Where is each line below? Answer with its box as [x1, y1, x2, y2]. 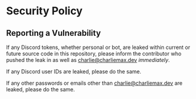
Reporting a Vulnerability [6, 28, 101, 38]
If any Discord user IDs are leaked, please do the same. [6, 68, 141, 75]
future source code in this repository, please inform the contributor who [6, 50, 182, 57]
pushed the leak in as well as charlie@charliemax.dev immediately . [6, 57, 170, 63]
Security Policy [6, 4, 83, 18]
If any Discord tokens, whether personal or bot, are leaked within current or [6, 44, 191, 51]
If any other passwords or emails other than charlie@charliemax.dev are [6, 79, 183, 86]
